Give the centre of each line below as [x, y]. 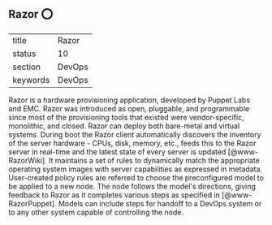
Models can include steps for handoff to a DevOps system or [160, 203]
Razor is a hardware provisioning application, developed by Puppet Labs [129, 100]
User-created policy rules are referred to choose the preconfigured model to [136, 177]
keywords [31, 80]
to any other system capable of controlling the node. [96, 212]
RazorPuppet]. [32, 203]
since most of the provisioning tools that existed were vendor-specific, [127, 117]
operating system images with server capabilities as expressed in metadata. [135, 169]
